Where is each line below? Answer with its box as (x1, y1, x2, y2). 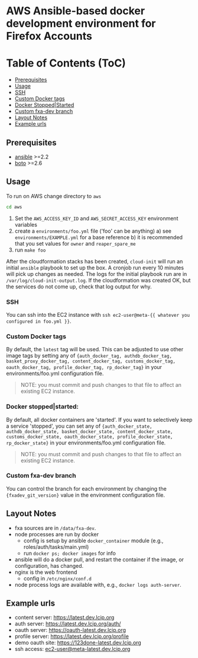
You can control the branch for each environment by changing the (6, 485, 167, 492)
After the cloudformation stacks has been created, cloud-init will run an (6, 258, 183, 265)
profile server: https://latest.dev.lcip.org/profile (14, 633, 129, 640)
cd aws (6, 204, 22, 210)
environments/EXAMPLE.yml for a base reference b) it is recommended (14, 233, 183, 241)
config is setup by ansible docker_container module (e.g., (23, 537, 164, 544)
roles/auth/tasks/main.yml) (23, 543, 89, 550)
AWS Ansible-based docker (6, 4, 145, 18)
